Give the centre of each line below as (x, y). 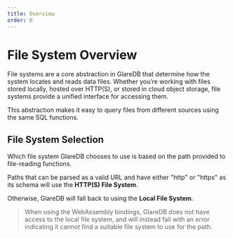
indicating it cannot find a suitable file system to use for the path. (118, 227)
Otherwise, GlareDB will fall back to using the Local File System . (100, 198)
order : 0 (20, 20)
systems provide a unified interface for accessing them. (88, 97)
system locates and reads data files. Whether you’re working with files (109, 82)
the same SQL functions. (43, 118)
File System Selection (55, 140)
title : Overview (31, 14)
